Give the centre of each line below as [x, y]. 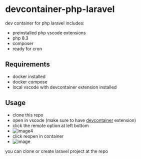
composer [23, 43]
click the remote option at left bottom [50, 125]
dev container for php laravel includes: [45, 23]
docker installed [29, 76]
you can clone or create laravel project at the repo [57, 151]
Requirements [27, 64]
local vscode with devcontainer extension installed [64, 87]
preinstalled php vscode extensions [49, 32]
